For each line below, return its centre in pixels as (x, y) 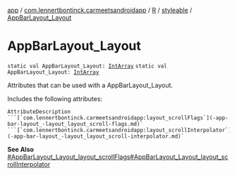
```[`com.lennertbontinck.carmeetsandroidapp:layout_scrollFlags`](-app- (118, 118)
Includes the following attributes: (55, 98)
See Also (20, 149)
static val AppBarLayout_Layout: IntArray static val (87, 66)
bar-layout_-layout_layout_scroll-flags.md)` (75, 124)
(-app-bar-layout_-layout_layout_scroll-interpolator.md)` (96, 136)
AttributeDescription (39, 112)
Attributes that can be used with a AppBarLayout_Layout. (90, 85)
